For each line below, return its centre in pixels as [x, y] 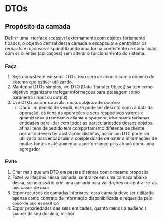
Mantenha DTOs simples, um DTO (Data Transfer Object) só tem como [82, 87]
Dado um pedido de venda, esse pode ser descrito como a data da [86, 108]
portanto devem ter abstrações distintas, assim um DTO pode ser [84, 134]
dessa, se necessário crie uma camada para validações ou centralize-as [84, 182]
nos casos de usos [31, 187]
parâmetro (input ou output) [40, 97]
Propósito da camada [38, 26]
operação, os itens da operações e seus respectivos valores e [81, 113]
